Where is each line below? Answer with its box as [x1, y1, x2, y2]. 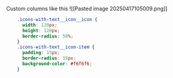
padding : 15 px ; [22, 50, 60, 56]
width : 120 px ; [22, 22, 58, 28]
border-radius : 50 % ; [22, 33, 74, 39]
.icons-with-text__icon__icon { [17, 17, 98, 23]
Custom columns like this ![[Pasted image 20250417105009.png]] [6, 5, 168, 12]
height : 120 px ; [22, 27, 60, 33]
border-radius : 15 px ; [22, 55, 77, 61]
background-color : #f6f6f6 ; [22, 61, 93, 67]
